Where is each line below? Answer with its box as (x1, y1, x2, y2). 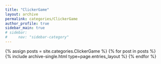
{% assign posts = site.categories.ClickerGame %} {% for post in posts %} (5, 48, 156, 54)
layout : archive (5, 12, 38, 17)
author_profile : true (5, 21, 50, 26)
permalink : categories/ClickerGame (5, 16, 78, 21)
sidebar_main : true (5, 26, 45, 31)
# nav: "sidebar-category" (5, 35, 69, 40)
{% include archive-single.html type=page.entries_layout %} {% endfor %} (5, 53, 157, 59)
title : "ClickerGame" (5, 7, 50, 12)
